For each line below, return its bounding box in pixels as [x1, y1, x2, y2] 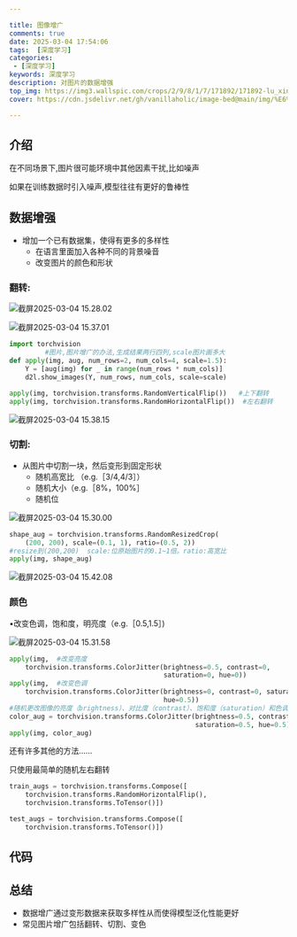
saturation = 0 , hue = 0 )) [163, 670, 247, 680]
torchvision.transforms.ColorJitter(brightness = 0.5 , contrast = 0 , [25, 662, 271, 671]
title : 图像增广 [9, 20, 64, 29]
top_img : [9, 86, 42, 96]
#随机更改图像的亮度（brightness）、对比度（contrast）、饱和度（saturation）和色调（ [9, 703, 295, 713]
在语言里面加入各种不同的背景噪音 [34, 246, 160, 257]
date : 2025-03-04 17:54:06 [9, 37, 109, 46]
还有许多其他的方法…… [9, 746, 93, 756]
